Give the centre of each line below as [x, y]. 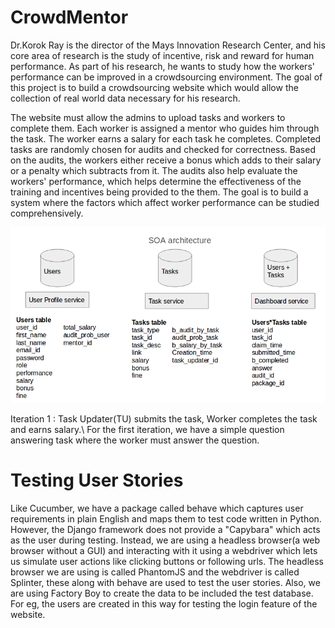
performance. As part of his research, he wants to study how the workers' [162, 66]
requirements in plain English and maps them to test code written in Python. [166, 518]
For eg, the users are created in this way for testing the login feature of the [164, 603]
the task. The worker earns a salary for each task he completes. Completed [166, 138]
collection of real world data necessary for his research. [125, 98]
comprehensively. [47, 213]
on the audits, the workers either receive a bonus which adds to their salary [166, 160]
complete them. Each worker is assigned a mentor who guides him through [165, 128]
